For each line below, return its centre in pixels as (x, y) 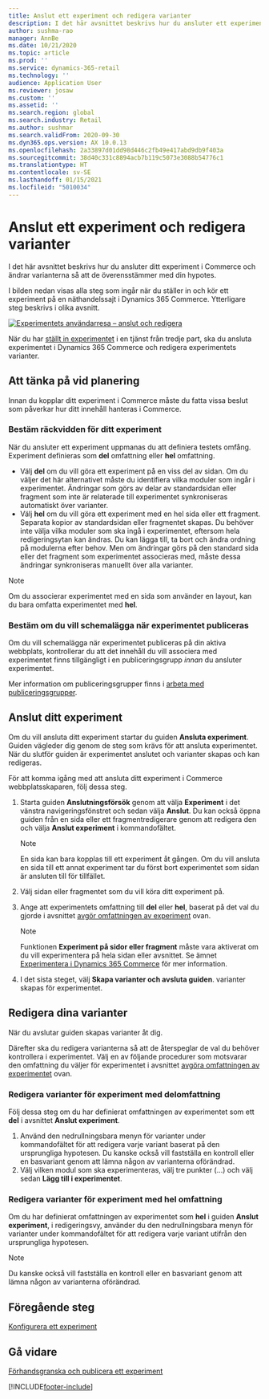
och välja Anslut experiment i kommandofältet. (98, 828)
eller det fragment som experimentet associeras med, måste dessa (130, 556)
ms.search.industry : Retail (55, 120)
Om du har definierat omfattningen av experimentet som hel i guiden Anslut (133, 1217)
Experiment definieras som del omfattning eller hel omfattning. (112, 455)
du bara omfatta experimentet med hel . (73, 604)
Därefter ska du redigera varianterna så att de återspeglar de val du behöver (134, 1047)
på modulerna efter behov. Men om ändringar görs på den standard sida (139, 547)
